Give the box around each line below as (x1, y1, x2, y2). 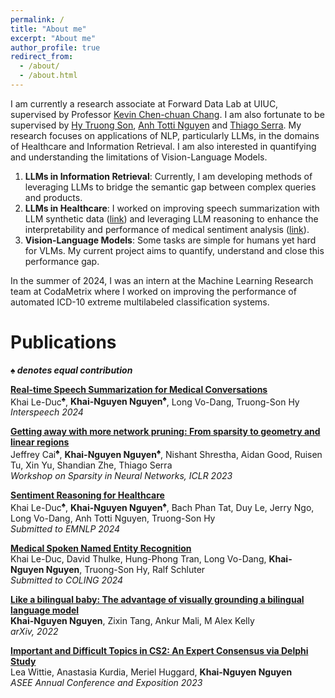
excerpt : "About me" (10, 33, 97, 43)
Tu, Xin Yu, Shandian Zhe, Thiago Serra (10, 459, 173, 471)
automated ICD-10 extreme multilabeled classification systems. (10, 296, 270, 308)
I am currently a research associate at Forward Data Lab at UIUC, (10, 97, 279, 110)
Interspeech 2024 (10, 406, 84, 418)
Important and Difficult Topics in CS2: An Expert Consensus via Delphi (10, 644, 309, 656)
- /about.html (19, 71, 78, 81)
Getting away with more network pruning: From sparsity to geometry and (10, 426, 321, 438)
